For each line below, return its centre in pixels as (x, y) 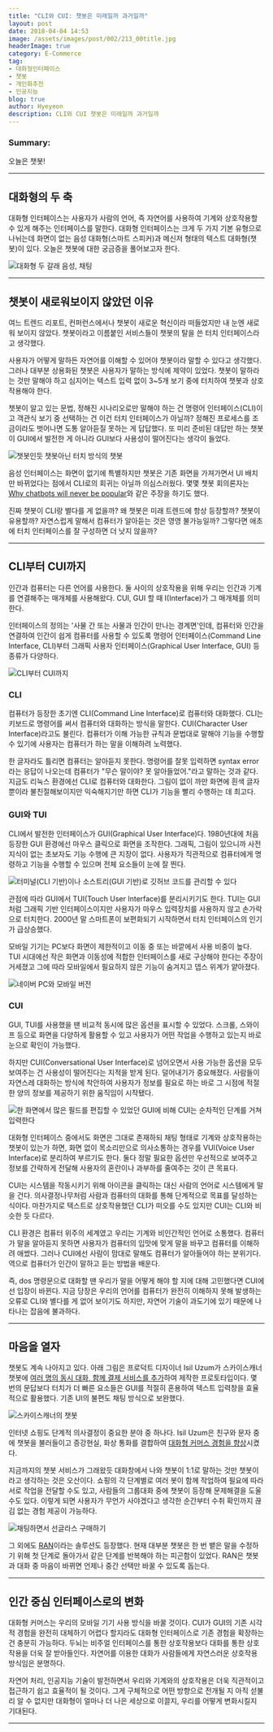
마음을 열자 (35, 1347)
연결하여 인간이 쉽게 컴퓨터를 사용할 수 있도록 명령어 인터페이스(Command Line (135, 636)
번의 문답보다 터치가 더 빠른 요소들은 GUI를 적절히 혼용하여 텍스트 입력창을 (126, 1388)
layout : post (30, 24)
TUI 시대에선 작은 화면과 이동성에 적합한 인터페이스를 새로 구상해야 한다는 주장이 (136, 957)
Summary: (30, 142)
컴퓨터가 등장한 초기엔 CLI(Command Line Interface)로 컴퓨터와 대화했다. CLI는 (136, 714)
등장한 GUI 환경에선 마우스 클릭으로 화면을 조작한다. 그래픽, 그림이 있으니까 (127, 844)
